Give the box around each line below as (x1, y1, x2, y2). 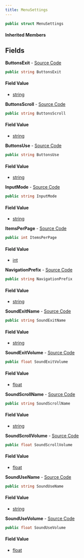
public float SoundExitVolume (5, 359, 68, 364)
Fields (5, 46, 25, 55)
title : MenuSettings (5, 7, 48, 13)
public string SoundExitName (5, 318, 66, 323)
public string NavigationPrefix (5, 276, 72, 282)
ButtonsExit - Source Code (5, 60, 61, 66)
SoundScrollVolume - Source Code (5, 433, 79, 439)
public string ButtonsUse (5, 153, 59, 158)
